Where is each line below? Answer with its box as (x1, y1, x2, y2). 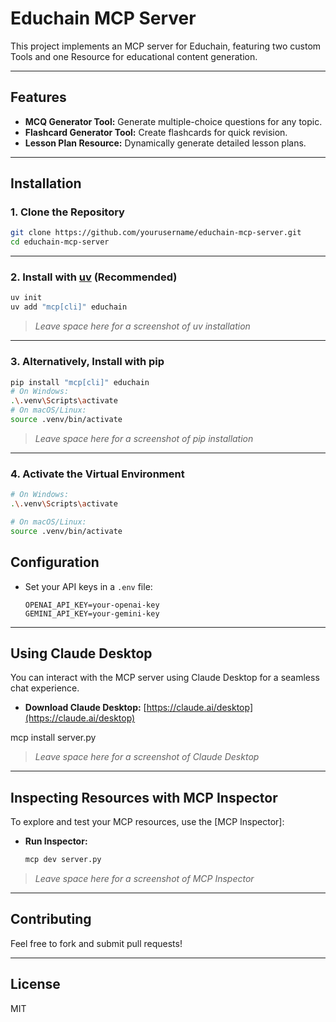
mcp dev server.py (24, 855, 102, 865)
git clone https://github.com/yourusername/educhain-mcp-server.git (10, 228, 302, 238)
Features (10, 89, 67, 106)
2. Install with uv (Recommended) (10, 270, 178, 284)
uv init (10, 293, 43, 303)
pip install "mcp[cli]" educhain (10, 377, 150, 387)
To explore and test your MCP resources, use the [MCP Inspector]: (10, 816, 285, 828)
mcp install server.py (10, 732, 97, 744)
